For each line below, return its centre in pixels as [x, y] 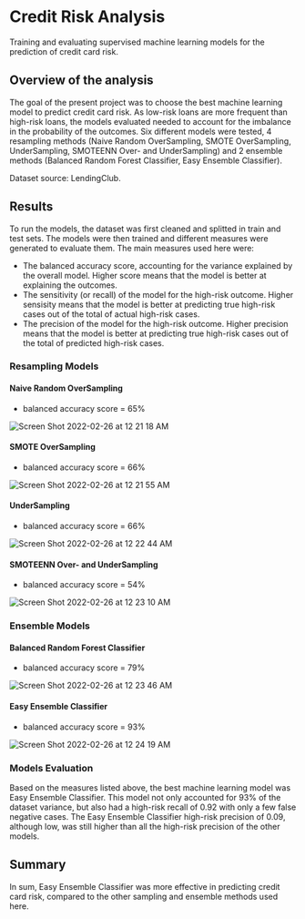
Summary [38, 865]
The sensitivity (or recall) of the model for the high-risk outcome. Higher [158, 294]
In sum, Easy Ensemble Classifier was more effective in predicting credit [145, 886]
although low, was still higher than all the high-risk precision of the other [145, 826]
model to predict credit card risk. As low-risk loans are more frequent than [149, 112]
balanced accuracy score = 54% [84, 585]
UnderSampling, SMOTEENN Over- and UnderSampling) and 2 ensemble [146, 150]
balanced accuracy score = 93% [84, 727]
